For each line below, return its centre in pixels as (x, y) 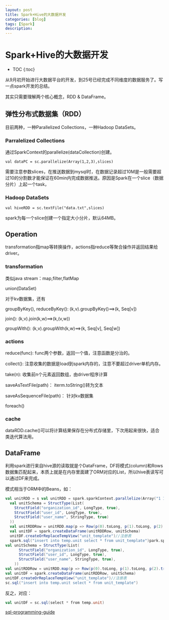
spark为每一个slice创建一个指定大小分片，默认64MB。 (62, 218)
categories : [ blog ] (26, 19)
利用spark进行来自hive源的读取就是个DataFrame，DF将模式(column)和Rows (84, 465)
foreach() (15, 405)
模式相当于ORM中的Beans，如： (39, 489)
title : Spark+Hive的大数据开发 (36, 15)
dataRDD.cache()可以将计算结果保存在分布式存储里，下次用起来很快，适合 (82, 431)
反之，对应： (18, 593)
